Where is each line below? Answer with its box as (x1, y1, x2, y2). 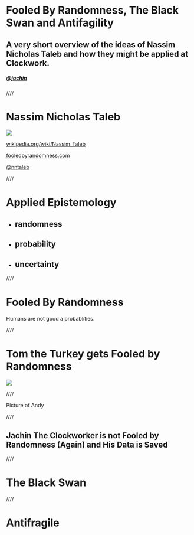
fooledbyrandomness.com (6, 152, 70, 159)
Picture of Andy (6, 402, 44, 409)
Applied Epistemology (6, 195, 117, 209)
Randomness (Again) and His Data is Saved (6, 439, 168, 449)
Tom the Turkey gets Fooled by (6, 347, 160, 361)
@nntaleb (6, 164, 29, 171)
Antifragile (6, 516, 60, 530)
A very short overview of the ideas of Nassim (6, 40, 176, 50)
